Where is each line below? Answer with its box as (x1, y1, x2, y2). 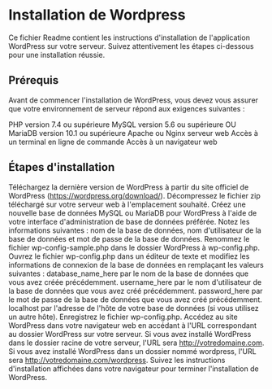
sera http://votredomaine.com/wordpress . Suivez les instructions (8, 355, 226, 365)
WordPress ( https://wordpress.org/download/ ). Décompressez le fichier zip (8, 190, 261, 200)
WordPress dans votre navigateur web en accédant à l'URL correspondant (8, 320, 257, 330)
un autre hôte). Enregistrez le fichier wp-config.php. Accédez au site (8, 312, 238, 321)
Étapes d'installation (8, 160, 115, 174)
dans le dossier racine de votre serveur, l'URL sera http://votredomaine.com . (8, 338, 265, 347)
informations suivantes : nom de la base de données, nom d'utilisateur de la (8, 225, 261, 235)
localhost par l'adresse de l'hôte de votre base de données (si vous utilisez (8, 303, 259, 313)
